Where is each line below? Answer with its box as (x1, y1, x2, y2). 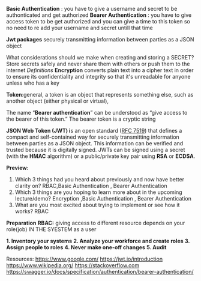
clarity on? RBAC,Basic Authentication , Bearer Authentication (14, 183, 167, 189)
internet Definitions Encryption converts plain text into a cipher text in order (6, 67, 194, 74)
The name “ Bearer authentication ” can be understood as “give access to (6, 109, 188, 116)
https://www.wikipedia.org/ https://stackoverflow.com (6, 262, 140, 269)
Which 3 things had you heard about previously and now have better (14, 176, 185, 183)
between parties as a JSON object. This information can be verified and (6, 140, 184, 147)
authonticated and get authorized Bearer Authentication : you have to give (6, 11, 192, 19)
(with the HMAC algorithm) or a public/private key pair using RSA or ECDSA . (6, 153, 196, 160)
